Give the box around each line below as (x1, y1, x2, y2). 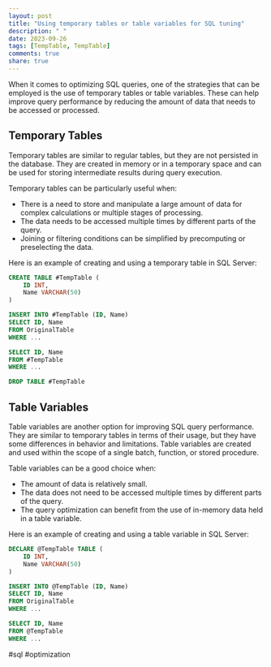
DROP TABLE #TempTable (8, 378, 85, 386)
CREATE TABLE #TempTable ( (8, 273, 100, 282)
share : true (8, 58, 49, 66)
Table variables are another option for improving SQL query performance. (8, 422, 255, 431)
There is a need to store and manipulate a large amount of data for (19, 199, 243, 209)
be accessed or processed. (8, 105, 100, 114)
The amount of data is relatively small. (19, 480, 148, 488)
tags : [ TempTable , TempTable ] (8, 42, 111, 50)
